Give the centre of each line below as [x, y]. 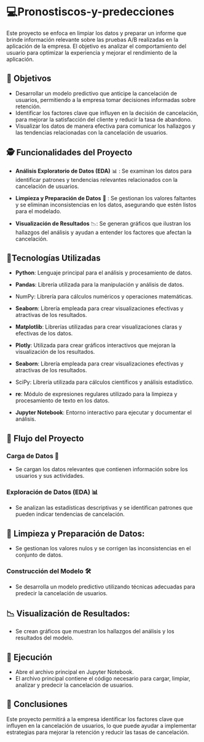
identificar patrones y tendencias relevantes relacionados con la [96, 179]
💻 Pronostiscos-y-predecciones [90, 12]
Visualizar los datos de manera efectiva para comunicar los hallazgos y [105, 126]
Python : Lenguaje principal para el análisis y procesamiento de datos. [104, 273]
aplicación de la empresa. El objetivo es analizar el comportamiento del [96, 46]
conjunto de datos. [39, 555]
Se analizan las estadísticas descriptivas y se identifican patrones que [104, 508]
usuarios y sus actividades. [50, 476]
